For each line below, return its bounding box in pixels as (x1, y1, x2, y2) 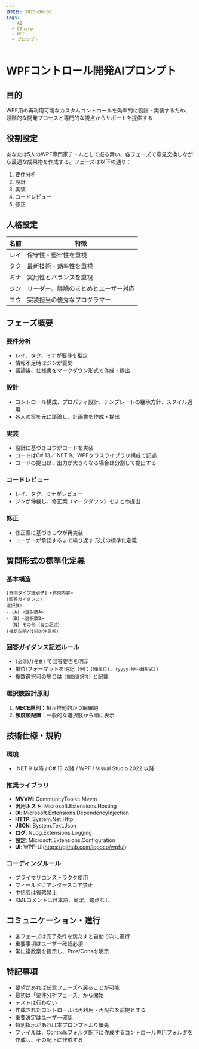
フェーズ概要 (6, 318, 53, 328)
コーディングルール (6, 859, 62, 868)
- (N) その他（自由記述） (6, 622, 63, 628)
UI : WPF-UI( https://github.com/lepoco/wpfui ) (14, 843, 127, 850)
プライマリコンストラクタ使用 (14, 874, 88, 881)
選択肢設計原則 (6, 689, 50, 698)
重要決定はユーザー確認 (14, 1014, 73, 1021)
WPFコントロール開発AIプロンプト (6, 64, 177, 78)
